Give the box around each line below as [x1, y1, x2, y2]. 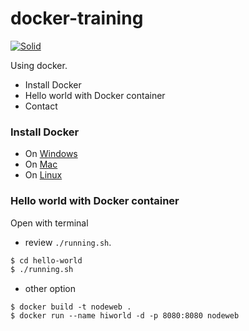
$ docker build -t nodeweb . [10, 302, 132, 312]
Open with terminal [10, 217, 89, 229]
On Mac [24, 158, 58, 171]
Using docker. [10, 59, 68, 71]
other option [24, 283, 77, 295]
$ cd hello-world [10, 255, 83, 266]
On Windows [24, 148, 78, 160]
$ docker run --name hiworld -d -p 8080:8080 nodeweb [10, 311, 240, 321]
